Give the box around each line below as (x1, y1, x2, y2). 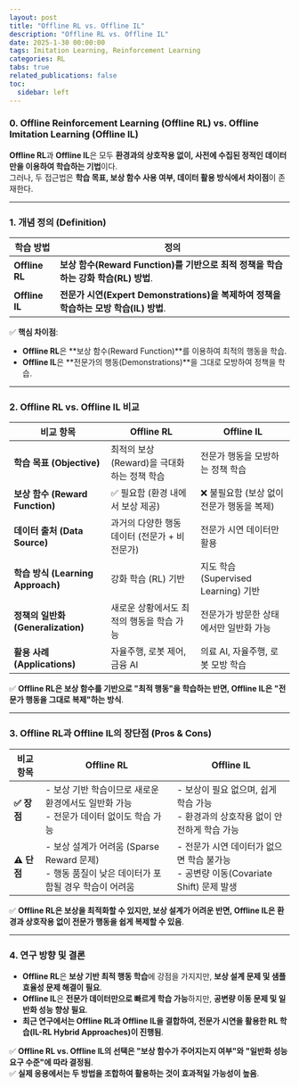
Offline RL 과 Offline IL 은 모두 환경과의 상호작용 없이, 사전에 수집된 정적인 (9, 149, 264, 161)
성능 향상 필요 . (38, 1004, 88, 1015)
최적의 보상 (110, 444, 155, 456)
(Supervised (199, 572, 252, 585)
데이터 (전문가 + (110, 530, 175, 543)
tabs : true (9, 63, 50, 72)
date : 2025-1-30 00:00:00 (9, 37, 105, 47)
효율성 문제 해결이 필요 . (21, 982, 102, 992)
